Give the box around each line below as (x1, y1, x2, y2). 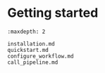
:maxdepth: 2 (7, 28, 46, 35)
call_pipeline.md (7, 58, 58, 66)
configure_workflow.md (7, 53, 74, 60)
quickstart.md (7, 46, 49, 53)
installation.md (7, 40, 55, 47)
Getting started (7, 5, 99, 21)
